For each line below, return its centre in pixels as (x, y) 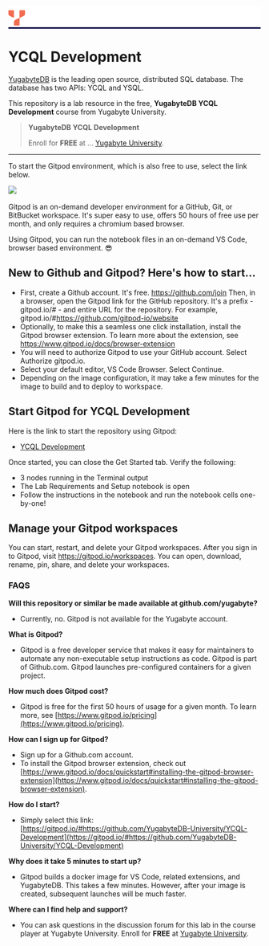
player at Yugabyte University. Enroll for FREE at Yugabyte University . (134, 933)
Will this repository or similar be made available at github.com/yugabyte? (133, 603)
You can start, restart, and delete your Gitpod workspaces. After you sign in (133, 548)
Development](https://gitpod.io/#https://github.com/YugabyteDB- (128, 837)
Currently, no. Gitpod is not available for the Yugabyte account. (124, 618)
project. (32, 675)
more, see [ (39, 715)
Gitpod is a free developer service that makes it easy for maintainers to (137, 650)
